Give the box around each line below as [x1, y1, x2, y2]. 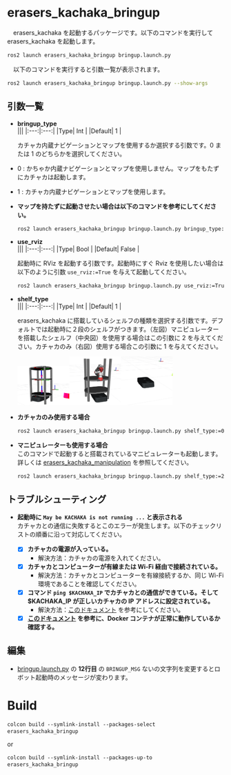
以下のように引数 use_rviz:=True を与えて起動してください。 [17, 268, 191, 276]
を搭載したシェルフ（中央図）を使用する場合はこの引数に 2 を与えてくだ [17, 334, 224, 342]
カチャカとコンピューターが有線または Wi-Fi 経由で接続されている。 [27, 562, 222, 570]
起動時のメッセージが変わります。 [35, 673, 132, 681]
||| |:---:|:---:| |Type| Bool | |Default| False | [17, 245, 140, 253]
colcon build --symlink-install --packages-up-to [7, 754, 153, 761]
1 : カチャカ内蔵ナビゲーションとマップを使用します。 [17, 188, 170, 196]
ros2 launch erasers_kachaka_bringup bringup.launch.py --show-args [7, 79, 208, 87]
